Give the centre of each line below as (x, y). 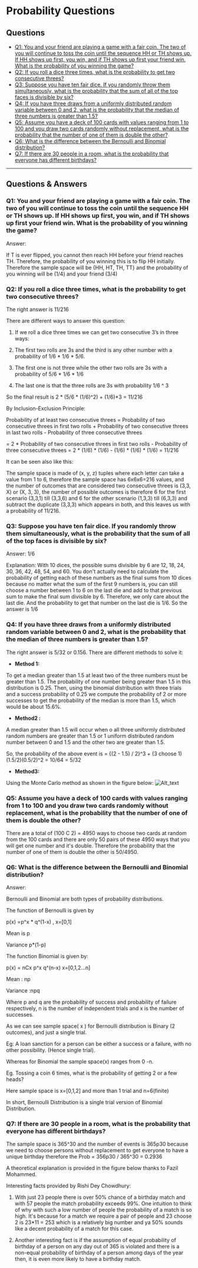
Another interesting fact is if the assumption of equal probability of (95, 1240)
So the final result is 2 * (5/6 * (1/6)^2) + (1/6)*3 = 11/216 (75, 397)
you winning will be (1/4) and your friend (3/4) (62, 274)
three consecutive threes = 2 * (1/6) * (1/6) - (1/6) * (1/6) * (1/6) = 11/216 (93, 450)
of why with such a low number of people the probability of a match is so (103, 1210)
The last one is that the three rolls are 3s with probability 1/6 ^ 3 (92, 385)
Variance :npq (23, 991)
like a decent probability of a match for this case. (74, 1229)
